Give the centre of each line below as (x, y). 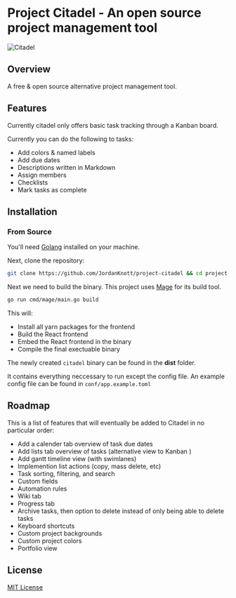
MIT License (25, 587)
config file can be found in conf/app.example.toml (79, 384)
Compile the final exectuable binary (69, 349)
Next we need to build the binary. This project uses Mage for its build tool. (114, 287)
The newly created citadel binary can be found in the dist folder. (102, 363)
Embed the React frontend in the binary (74, 341)
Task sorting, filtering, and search (66, 473)
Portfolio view (37, 548)
